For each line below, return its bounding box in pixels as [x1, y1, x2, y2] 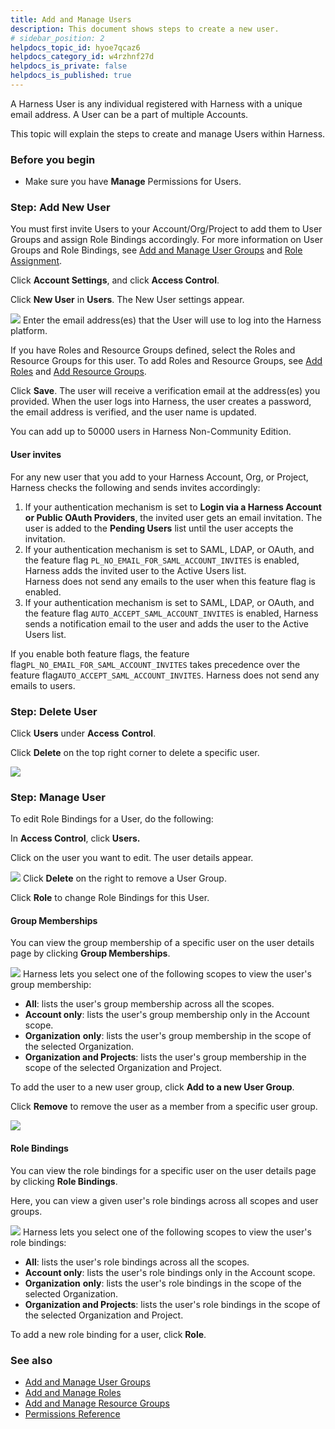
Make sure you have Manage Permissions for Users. [24, 176, 242, 188]
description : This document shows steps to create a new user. [10, 24, 280, 34]
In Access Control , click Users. [10, 832, 141, 845]
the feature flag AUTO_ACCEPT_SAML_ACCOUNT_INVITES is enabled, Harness [24, 607, 319, 619]
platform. [10, 325, 48, 337]
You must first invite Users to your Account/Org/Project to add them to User [10, 223, 323, 235]
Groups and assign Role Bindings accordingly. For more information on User [10, 234, 323, 246]
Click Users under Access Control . [10, 727, 157, 739]
